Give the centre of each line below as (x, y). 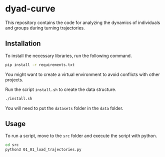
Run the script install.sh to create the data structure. (61, 89)
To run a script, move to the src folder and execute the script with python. (81, 136)
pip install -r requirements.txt (40, 65)
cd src (12, 145)
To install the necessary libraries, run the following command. (68, 55)
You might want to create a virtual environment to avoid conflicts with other (82, 74)
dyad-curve (30, 9)
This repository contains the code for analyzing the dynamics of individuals (83, 22)
